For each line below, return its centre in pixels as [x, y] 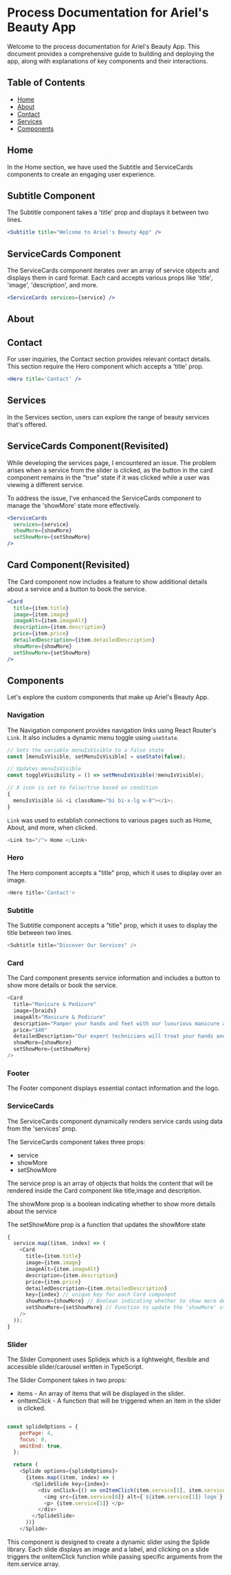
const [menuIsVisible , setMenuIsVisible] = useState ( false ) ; [97, 756]
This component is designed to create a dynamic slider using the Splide [109, 1542]
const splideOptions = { [43, 1427]
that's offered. [27, 424]
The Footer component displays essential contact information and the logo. [113, 1088]
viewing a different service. [46, 484]
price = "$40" [31, 1030]
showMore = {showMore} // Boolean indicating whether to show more [121, 1301]
